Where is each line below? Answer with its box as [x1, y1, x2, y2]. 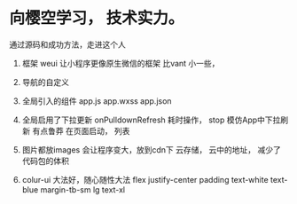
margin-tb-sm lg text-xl [40, 184, 126, 195]
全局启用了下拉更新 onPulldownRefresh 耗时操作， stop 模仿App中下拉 [21, 114, 281, 125]
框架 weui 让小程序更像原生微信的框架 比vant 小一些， [21, 58, 220, 68]
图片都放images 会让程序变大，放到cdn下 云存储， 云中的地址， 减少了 [21, 144, 282, 155]
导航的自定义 [21, 76, 69, 87]
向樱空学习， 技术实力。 [9, 8, 184, 28]
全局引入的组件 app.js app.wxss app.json [21, 95, 172, 106]
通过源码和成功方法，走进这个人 [9, 39, 126, 50]
